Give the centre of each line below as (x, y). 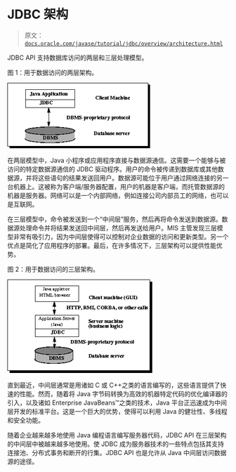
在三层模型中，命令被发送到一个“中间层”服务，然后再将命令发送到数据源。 (115, 219)
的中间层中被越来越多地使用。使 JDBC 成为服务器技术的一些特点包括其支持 (116, 444)
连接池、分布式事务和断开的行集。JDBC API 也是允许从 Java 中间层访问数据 (117, 452)
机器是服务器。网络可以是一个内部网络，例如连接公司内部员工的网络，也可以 (118, 195)
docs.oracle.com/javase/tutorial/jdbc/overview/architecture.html (124, 44)
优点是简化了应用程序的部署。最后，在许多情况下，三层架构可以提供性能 (112, 245)
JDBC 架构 (38, 14)
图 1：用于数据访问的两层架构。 (53, 72)
